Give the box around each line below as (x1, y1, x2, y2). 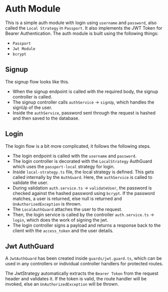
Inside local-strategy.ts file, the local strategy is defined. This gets (12, 169, 154, 175)
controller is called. (12, 93, 52, 100)
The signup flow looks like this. (5, 78, 69, 84)
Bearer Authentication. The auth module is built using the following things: (5, 30, 159, 36)
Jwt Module (12, 46, 36, 51)
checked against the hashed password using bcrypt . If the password (12, 190, 155, 196)
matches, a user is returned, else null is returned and (12, 196, 122, 202)
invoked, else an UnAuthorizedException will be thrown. (5, 281, 119, 287)
